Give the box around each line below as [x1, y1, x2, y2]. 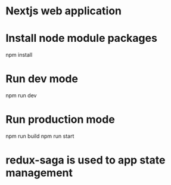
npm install [5, 51, 33, 58]
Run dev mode [5, 72, 79, 86]
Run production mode [5, 113, 116, 127]
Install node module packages [5, 32, 157, 45]
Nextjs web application [5, 4, 122, 18]
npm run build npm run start [5, 132, 74, 140]
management [5, 166, 73, 180]
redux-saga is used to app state [5, 153, 166, 167]
